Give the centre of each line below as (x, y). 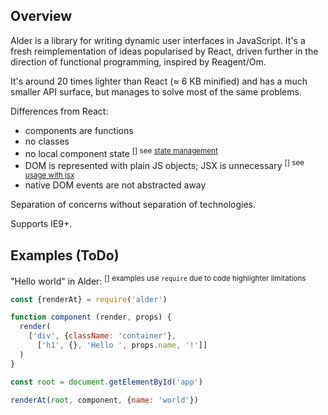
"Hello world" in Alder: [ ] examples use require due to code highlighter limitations (158, 280)
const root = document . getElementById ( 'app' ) (106, 382)
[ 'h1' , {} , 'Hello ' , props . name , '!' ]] (122, 345)
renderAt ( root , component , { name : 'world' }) (104, 400)
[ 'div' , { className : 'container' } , (102, 336)
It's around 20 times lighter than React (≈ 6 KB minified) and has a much (159, 81)
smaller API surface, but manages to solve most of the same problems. (156, 91)
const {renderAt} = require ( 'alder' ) (89, 299)
